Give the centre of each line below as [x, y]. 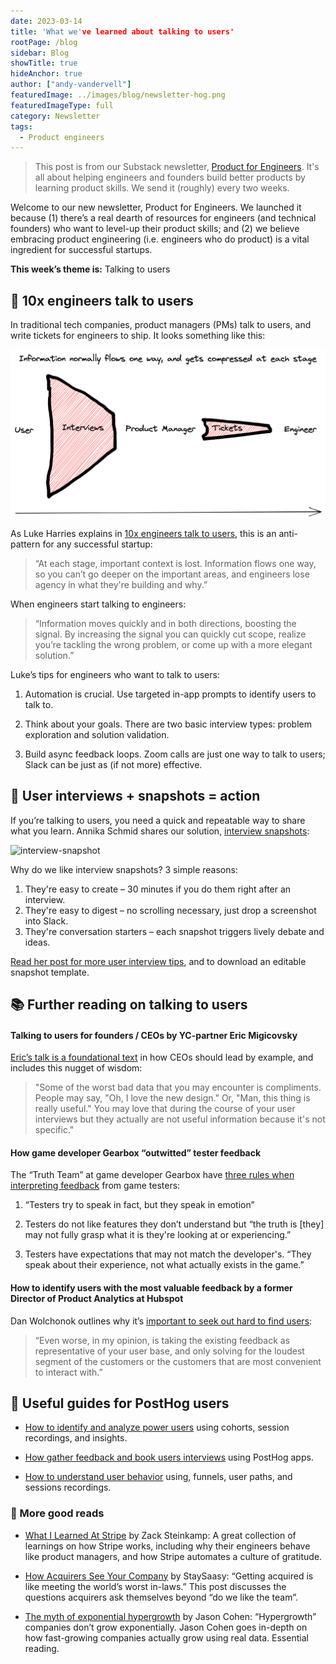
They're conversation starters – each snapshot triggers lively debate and [174, 931]
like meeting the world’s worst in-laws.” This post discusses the [155, 1586]
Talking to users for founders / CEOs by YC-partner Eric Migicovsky [154, 1035]
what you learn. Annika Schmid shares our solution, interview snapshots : [160, 831]
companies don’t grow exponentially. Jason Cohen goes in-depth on [166, 1627]
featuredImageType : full [62, 105]
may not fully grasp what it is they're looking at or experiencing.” [158, 1235]
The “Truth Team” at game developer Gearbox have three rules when [152, 1175]
